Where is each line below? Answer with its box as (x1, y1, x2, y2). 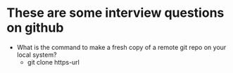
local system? (16, 51, 57, 59)
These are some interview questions (6, 5, 225, 21)
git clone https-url (27, 58, 80, 66)
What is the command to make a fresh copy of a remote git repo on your (16, 43, 227, 51)
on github (6, 20, 64, 36)
